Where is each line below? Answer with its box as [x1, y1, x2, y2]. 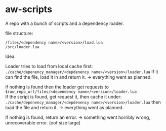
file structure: [5, 30, 33, 36]
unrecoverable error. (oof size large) [5, 119, 81, 125]
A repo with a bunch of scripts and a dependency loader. [5, 20, 124, 26]
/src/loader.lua [5, 44, 39, 49]
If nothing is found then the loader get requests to [5, 84, 109, 90]
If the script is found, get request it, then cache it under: [5, 93, 122, 100]
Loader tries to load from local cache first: [5, 63, 93, 69]
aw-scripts [5, 4, 52, 15]
